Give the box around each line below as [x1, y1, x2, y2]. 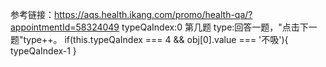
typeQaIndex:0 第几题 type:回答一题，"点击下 [121, 21, 309, 33]
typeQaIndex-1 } [10, 45, 77, 57]
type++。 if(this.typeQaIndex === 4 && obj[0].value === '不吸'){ [23, 34, 289, 45]
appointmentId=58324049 [10, 21, 120, 33]
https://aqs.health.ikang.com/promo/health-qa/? [54, 9, 253, 20]
